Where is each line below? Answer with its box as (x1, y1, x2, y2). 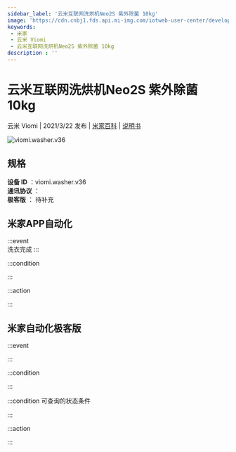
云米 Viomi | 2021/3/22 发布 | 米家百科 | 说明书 (7, 121, 141, 130)
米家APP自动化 (7, 218, 72, 230)
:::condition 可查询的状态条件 (7, 396, 91, 405)
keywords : (7, 23, 37, 30)
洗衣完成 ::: (7, 245, 40, 254)
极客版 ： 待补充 (7, 195, 54, 204)
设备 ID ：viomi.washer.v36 (7, 177, 86, 186)
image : (7, 17, 27, 24)
